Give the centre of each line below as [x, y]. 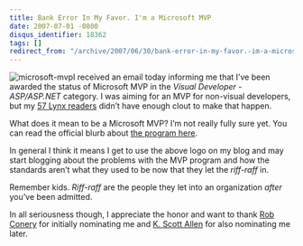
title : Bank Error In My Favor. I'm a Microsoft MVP [110, 18]
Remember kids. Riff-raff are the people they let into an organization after [146, 187]
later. [19, 234]
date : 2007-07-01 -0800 [54, 26]
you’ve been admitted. [51, 197]
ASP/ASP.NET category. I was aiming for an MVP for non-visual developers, [150, 97]
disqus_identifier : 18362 [58, 34]
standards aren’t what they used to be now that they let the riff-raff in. [139, 170]
